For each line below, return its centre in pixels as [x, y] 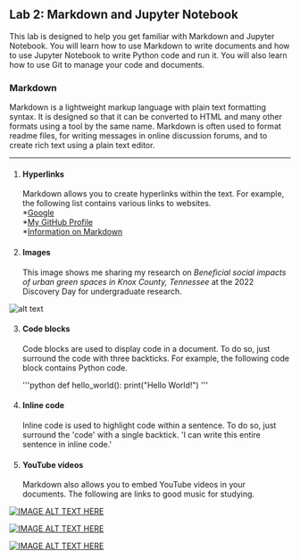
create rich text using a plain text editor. [82, 146]
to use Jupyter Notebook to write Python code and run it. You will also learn [148, 55]
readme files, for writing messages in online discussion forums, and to [138, 136]
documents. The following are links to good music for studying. [138, 494]
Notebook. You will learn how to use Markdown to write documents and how [150, 46]
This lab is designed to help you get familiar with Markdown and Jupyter [142, 36]
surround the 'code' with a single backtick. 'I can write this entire [141, 434]
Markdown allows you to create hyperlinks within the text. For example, [153, 194]
